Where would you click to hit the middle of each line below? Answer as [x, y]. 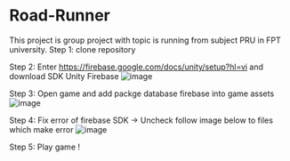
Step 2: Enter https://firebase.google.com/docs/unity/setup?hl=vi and [137, 67]
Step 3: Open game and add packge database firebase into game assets [142, 93]
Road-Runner [60, 16]
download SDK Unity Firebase [64, 76]
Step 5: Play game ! [45, 147]
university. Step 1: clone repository [72, 49]
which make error [41, 129]
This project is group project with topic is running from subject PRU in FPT [145, 40]
